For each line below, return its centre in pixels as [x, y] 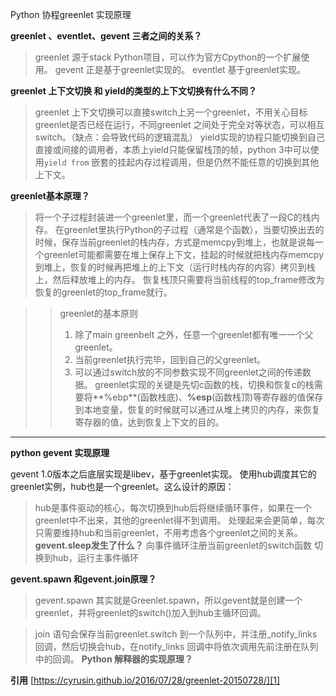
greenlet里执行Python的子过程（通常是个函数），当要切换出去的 [194, 229]
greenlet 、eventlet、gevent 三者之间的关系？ [106, 36]
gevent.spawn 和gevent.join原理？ [83, 579]
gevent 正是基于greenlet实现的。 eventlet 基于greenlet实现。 [180, 69]
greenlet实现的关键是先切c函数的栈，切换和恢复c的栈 [204, 384]
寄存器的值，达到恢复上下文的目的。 [149, 422]
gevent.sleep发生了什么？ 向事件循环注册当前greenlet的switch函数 [173, 545]
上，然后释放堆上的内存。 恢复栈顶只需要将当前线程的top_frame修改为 [179, 279]
